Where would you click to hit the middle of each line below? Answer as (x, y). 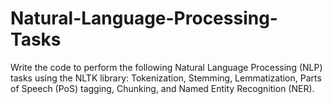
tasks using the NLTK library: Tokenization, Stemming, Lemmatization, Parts (166, 78)
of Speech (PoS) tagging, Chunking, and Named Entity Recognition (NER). (162, 88)
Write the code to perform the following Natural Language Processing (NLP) (166, 67)
